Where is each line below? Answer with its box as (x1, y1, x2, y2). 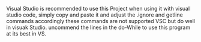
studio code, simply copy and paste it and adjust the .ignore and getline (6, 11, 183, 18)
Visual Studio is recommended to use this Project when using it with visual (6, 5, 190, 12)
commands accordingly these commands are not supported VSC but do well (6, 18, 196, 24)
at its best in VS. (6, 30, 47, 37)
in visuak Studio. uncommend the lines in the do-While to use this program (6, 24, 191, 31)
